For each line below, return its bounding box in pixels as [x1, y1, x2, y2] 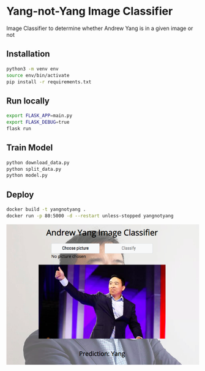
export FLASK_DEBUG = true [6, 119, 70, 126]
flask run [6, 126, 32, 132]
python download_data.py [6, 159, 70, 166]
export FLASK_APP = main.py [6, 113, 72, 119]
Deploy [6, 189, 34, 200]
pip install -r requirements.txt [6, 78, 92, 85]
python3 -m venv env [6, 66, 59, 72]
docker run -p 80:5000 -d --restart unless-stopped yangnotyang [6, 212, 174, 219]
